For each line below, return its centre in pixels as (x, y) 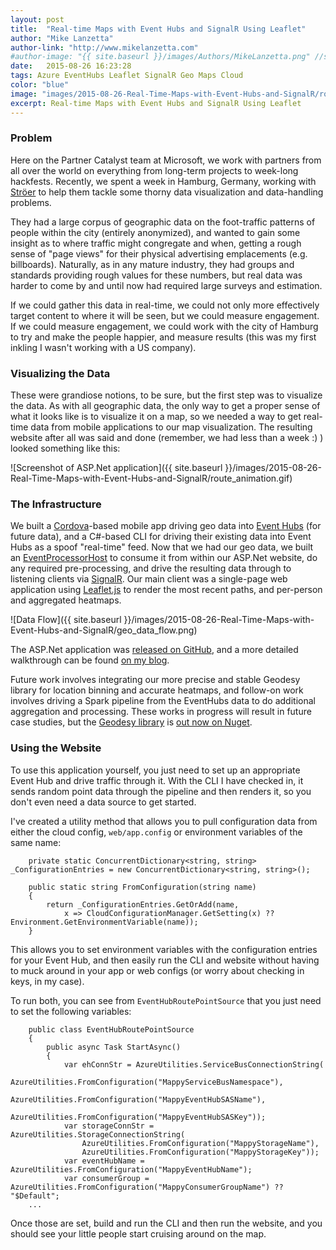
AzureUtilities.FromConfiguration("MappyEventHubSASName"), (138, 1099)
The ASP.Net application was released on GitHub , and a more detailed (154, 650)
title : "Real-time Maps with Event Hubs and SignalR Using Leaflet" (158, 29)
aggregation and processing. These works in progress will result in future (161, 712)
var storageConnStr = (109, 1126)
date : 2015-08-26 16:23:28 (71, 66)
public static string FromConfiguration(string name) (142, 887)
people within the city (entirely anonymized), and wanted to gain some (155, 232)
